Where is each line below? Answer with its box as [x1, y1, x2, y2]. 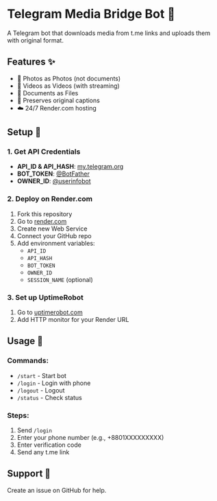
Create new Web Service [16, 224, 88, 233]
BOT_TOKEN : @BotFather [16, 170, 90, 178]
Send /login [16, 426, 53, 434]
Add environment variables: [16, 239, 95, 247]
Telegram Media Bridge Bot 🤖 [7, 6, 176, 22]
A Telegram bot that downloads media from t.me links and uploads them [7, 29, 211, 37]
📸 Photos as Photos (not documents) [16, 74, 121, 82]
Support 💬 [7, 468, 51, 480]
